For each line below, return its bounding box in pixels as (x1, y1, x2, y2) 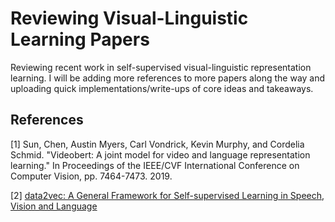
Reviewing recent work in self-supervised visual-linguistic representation (10, 61, 312, 73)
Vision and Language (10, 200, 98, 212)
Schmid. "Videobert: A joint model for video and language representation (10, 148, 311, 161)
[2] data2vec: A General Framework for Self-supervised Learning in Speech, (10, 189, 325, 201)
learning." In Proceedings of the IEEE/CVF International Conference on (10, 159, 300, 171)
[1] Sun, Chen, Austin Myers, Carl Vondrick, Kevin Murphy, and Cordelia (10, 138, 305, 150)
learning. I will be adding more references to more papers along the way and (10, 72, 326, 84)
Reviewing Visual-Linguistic (10, 7, 249, 30)
